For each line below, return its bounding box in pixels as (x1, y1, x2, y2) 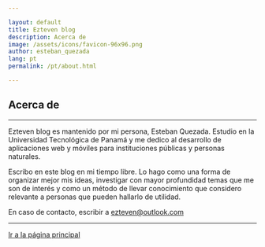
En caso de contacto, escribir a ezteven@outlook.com (8, 207, 184, 216)
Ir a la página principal (8, 230, 80, 239)
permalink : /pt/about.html (8, 62, 97, 71)
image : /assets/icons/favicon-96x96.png (8, 40, 144, 48)
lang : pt (8, 55, 37, 63)
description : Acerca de (8, 33, 87, 41)
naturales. (8, 151, 41, 161)
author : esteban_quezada (8, 48, 90, 56)
